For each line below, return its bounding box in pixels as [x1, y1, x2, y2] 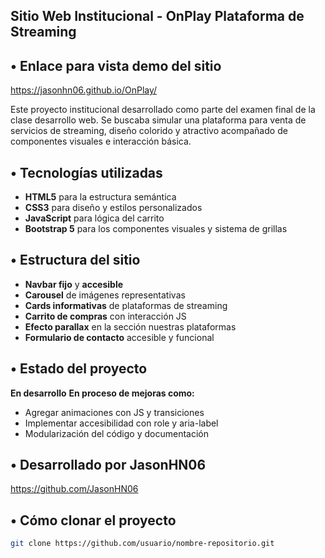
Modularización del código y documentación [24, 427, 209, 439]
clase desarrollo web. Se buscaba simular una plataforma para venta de [10, 114, 307, 126]
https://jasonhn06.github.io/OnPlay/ [10, 84, 158, 96]
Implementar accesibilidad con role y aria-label [24, 417, 219, 429]
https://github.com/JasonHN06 [10, 483, 139, 495]
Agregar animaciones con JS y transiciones [24, 406, 205, 418]
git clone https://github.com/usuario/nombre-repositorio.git [10, 539, 275, 549]
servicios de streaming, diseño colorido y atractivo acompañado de [10, 125, 288, 137]
